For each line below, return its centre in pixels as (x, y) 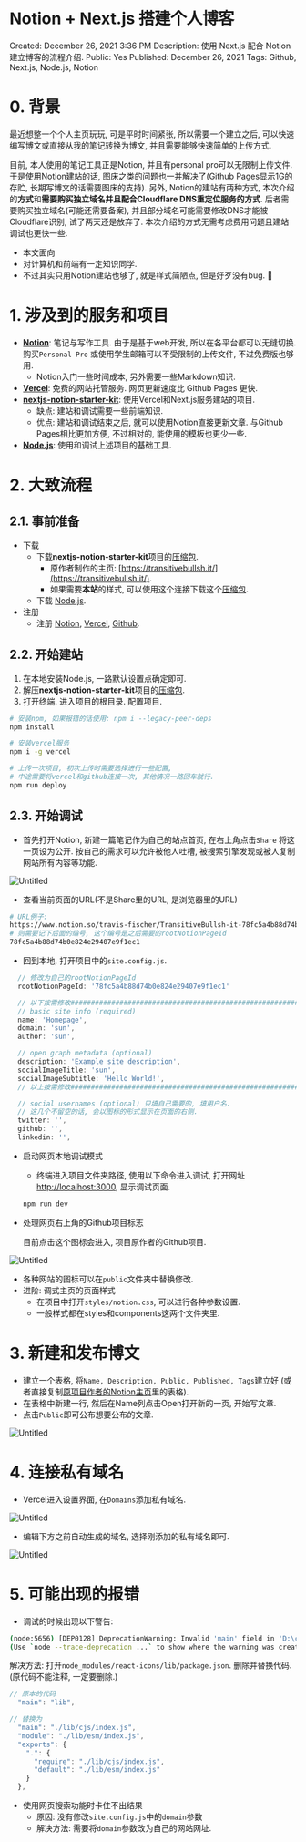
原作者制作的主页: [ (86, 568)
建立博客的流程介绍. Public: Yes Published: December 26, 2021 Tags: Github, (153, 57)
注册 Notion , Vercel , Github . (88, 623)
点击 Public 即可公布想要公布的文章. (88, 1415)
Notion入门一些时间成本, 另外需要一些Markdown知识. (136, 376)
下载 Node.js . (61, 600)
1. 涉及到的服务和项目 (89, 316)
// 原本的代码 (33, 1694)
